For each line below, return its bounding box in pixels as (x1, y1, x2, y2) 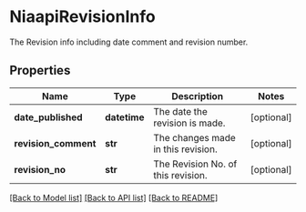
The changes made (153, 131, 237, 144)
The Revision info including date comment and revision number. (9, 36, 249, 47)
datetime (104, 111, 145, 124)
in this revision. (153, 143, 218, 156)
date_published (14, 111, 84, 124)
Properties (9, 63, 71, 78)
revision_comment (14, 136, 97, 149)
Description (171, 89, 224, 102)
